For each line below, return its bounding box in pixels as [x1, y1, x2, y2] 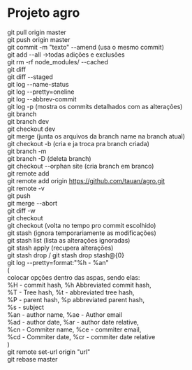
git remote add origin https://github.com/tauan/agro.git [7, 176, 165, 185]
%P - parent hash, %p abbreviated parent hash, [7, 295, 145, 304]
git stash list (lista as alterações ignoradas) [7, 236, 131, 244]
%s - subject [7, 303, 44, 311]
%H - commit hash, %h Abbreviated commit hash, [7, 280, 152, 289]
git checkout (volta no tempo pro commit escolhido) [7, 221, 156, 229]
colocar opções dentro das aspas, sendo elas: [7, 273, 140, 281]
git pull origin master [7, 28, 66, 36]
